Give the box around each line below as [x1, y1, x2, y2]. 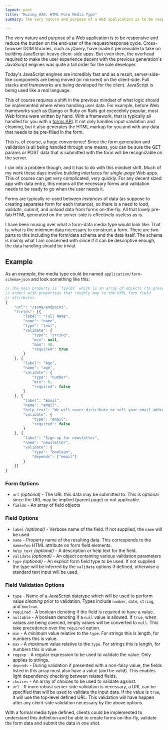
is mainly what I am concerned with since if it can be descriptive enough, [5, 237, 156, 244]
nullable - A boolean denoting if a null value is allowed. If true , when [12, 614, 156, 620]
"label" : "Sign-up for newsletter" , [23, 435, 99, 440]
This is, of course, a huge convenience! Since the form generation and [5, 139, 150, 145]
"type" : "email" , [31, 417, 68, 422]
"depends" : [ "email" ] [31, 454, 77, 459]
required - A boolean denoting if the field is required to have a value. [12, 609, 154, 615]
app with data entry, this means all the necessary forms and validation [5, 180, 150, 187]
